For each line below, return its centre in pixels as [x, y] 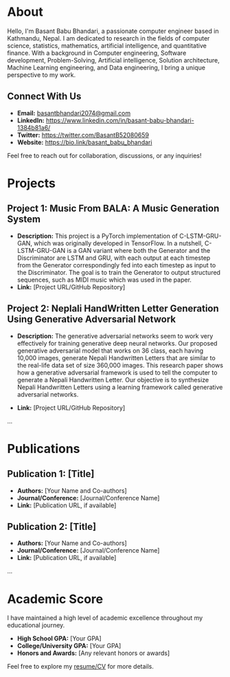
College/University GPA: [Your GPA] [69, 646]
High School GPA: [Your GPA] [59, 639]
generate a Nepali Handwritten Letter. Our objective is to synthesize [113, 379]
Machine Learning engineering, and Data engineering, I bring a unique [106, 67]
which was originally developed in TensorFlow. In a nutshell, [119, 243]
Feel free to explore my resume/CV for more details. [81, 667]
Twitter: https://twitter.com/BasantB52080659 [83, 135]
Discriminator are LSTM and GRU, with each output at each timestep [114, 258]
